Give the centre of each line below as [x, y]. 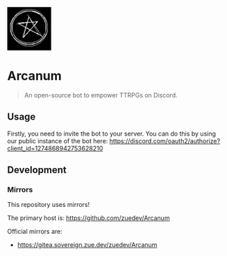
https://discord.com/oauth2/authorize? [165, 140]
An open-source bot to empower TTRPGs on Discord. [101, 95]
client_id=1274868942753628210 [55, 148]
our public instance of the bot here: [58, 140]
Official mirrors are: [35, 232]
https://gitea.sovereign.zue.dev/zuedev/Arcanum [87, 245]
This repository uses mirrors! [49, 205]
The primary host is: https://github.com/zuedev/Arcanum [89, 218]
